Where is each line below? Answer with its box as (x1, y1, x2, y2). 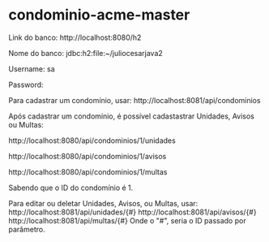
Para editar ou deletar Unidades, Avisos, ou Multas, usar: (8, 198, 199, 208)
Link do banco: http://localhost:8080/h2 (8, 32, 142, 42)
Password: (8, 80, 44, 89)
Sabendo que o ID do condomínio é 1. (8, 183, 134, 192)
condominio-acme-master (8, 6, 190, 24)
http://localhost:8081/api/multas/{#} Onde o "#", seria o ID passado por (8, 215, 246, 225)
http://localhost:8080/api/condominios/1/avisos (8, 151, 167, 161)
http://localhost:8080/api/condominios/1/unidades (8, 136, 176, 145)
